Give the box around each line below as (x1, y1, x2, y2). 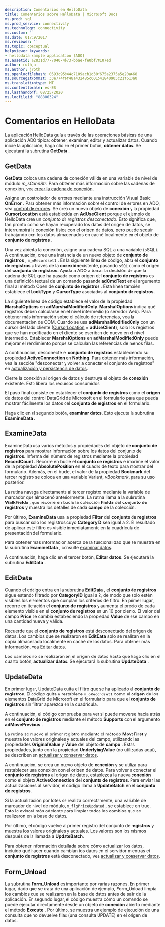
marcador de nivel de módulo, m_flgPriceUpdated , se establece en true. (5, 803, 151, 809)
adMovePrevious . (5, 722, 43, 728)
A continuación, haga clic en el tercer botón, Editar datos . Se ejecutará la (5, 554, 154, 560)
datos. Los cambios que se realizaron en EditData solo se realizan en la (5, 633, 150, 639)
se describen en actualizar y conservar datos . (5, 752, 98, 758)
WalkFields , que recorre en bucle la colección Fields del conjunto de (5, 499, 148, 505)
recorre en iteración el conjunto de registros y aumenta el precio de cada (5, 603, 155, 609)
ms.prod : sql (5, 16, 32, 21)
